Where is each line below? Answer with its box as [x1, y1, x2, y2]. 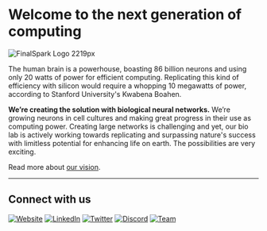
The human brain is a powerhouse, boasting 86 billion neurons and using [8, 64, 247, 73]
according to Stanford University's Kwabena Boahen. [8, 89, 182, 98]
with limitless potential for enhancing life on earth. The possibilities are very [8, 138, 256, 148]
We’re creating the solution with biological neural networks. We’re [8, 105, 230, 114]
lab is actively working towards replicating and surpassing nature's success [8, 129, 256, 140]
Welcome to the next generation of [8, 6, 242, 24]
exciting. [8, 147, 37, 156]
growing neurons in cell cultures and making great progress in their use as [8, 113, 252, 122]
